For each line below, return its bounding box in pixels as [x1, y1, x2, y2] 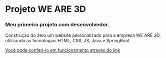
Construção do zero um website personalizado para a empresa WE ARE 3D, [5, 32, 161, 38]
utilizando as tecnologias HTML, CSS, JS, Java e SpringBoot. [5, 38, 131, 44]
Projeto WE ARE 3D [5, 3, 86, 15]
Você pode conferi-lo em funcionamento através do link [5, 47, 120, 53]
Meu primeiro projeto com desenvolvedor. [5, 21, 109, 28]
